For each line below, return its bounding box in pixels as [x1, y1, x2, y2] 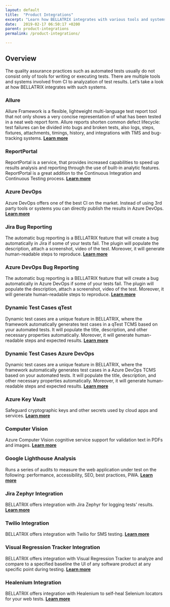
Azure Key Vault [5, 396, 46, 403]
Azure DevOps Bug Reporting [5, 264, 79, 271]
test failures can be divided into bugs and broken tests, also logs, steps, [5, 124, 155, 131]
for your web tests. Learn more [5, 595, 70, 602]
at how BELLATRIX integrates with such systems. [5, 84, 107, 90]
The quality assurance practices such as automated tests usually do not [5, 68, 155, 74]
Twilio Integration [5, 520, 50, 526]
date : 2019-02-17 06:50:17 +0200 [5, 21, 80, 27]
